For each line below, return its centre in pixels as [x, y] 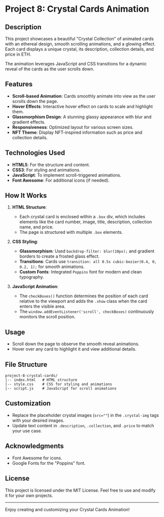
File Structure [26, 364]
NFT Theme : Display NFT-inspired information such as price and [77, 132]
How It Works [26, 196]
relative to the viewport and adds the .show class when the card [83, 301]
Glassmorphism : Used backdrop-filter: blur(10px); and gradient [87, 251]
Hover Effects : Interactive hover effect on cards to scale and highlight [82, 106]
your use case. [27, 431]
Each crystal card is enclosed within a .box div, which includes [82, 217]
